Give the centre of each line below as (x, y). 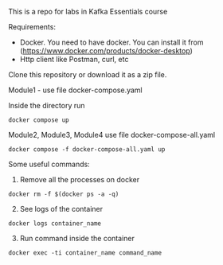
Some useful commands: (49, 164)
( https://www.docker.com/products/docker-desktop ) (106, 51)
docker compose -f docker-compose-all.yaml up (87, 150)
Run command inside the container (77, 238)
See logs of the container (61, 209)
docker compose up (39, 120)
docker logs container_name (55, 224)
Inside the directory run (47, 105)
